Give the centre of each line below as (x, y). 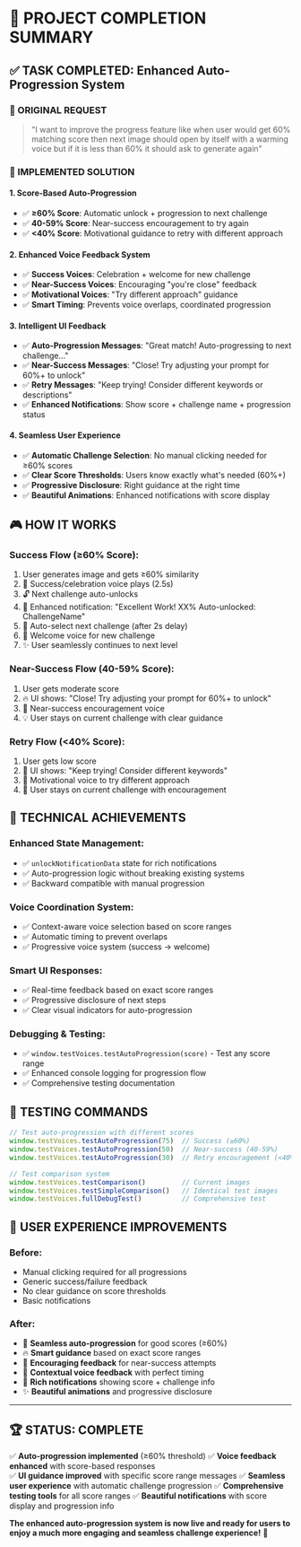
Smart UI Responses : (56, 970)
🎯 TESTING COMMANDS (79, 1112)
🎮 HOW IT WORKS (63, 525)
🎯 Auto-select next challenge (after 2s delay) (105, 626)
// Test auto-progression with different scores (102, 1133)
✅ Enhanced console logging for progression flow (114, 1073)
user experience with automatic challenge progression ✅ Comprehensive (146, 1486)
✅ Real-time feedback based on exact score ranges (118, 990)
